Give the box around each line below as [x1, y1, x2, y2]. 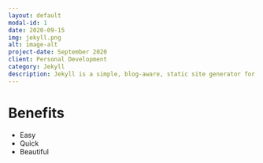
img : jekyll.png [8, 33, 61, 42]
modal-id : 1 [8, 19, 47, 27]
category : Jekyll [8, 63, 65, 71]
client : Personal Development [8, 56, 108, 64]
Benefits [8, 104, 65, 122]
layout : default [8, 11, 61, 20]
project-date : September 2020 [8, 48, 108, 56]
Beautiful [19, 146, 50, 156]
